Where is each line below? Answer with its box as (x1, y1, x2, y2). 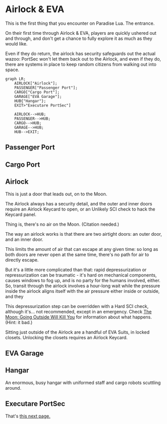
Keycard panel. (5, 211, 37, 218)
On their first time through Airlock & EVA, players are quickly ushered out (5, 30, 156, 36)
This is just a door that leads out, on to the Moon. (5, 191, 107, 197)
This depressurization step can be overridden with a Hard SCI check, (5, 303, 149, 309)
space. (5, 67, 20, 73)
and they (5, 293, 24, 299)
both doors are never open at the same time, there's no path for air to (5, 251, 149, 257)
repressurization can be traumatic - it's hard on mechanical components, (5, 272, 157, 278)
